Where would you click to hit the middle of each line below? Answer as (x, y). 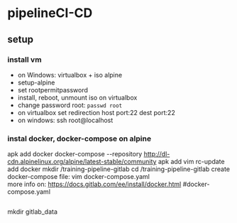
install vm (24, 60)
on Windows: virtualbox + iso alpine (70, 75)
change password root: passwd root (70, 105)
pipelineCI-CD (50, 13)
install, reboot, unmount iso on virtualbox (77, 97)
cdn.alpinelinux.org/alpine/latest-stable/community (82, 162)
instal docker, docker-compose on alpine (79, 138)
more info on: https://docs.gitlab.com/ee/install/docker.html (94, 184)
